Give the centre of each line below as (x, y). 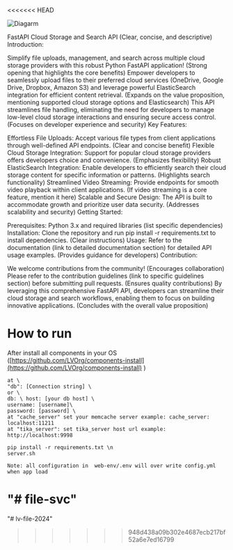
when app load (28, 472)
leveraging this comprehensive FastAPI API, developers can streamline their (116, 291)
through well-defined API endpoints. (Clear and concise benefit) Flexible (111, 145)
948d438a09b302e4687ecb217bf (177, 532)
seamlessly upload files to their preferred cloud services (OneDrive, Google (115, 80)
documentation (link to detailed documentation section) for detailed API (110, 248)
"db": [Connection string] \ (49, 386)
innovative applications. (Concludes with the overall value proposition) (108, 305)
